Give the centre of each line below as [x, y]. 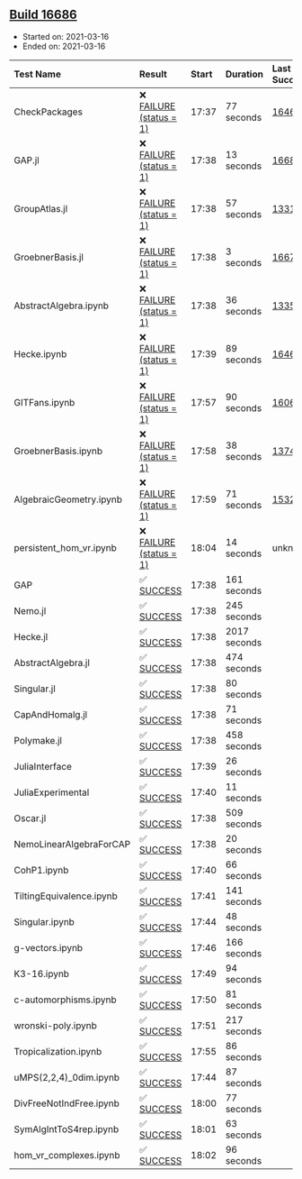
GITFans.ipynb [44, 402]
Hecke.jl [31, 636]
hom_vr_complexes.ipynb [67, 1155]
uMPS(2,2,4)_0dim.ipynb [67, 1077]
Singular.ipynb [44, 921]
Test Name [37, 74]
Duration [244, 74]
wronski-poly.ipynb [55, 1025]
